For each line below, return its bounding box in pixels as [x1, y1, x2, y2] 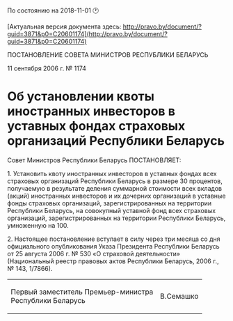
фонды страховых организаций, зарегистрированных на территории [7, 198, 212, 208]
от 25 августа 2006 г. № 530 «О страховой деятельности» [7, 249, 181, 258]
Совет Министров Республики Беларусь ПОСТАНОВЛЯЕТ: [7, 156, 182, 164]
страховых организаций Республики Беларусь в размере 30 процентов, [7, 177, 223, 185]
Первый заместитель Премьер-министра [10, 287, 154, 297]
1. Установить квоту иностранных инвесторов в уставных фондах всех [7, 169, 217, 178]
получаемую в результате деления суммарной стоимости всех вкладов [7, 184, 223, 192]
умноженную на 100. [7, 221, 70, 229]
